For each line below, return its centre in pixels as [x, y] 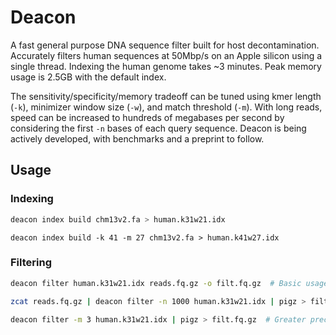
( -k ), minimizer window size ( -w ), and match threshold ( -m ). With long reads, [166, 107]
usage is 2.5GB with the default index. [88, 77]
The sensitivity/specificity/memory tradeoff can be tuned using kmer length [166, 96]
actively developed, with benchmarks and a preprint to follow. [137, 138]
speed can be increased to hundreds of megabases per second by [147, 117]
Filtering [31, 263]
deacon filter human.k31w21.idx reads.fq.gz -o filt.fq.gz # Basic [156, 283]
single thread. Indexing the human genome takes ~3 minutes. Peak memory [166, 66]
